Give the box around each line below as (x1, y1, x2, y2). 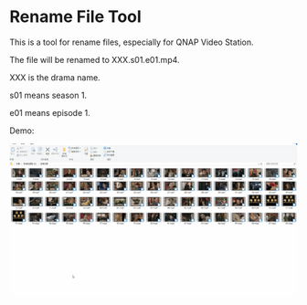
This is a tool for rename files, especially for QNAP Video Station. (9, 37, 254, 47)
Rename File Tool (9, 6, 142, 27)
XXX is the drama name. (9, 71, 101, 83)
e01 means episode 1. (9, 107, 90, 118)
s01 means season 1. (9, 89, 88, 100)
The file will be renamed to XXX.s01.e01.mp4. (9, 54, 180, 65)
